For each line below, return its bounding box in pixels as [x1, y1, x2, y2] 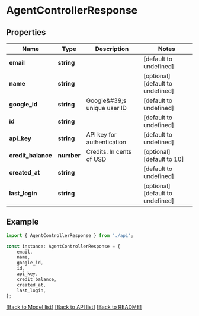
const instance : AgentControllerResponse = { [6, 243, 120, 249]
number [57, 151, 81, 159]
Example [6, 217, 39, 227]
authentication [86, 138, 126, 146]
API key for [86, 131, 117, 138]
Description [95, 45, 129, 53]
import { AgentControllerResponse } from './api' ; [6, 232, 134, 238]
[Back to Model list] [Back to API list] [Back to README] [6, 304, 142, 311]
